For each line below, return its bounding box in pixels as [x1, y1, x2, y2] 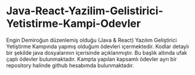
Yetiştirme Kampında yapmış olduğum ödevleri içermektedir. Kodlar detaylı [6, 43, 190, 50]
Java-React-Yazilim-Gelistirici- [6, 4, 163, 18]
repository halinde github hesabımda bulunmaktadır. [6, 61, 134, 69]
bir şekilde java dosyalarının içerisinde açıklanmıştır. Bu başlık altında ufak [6, 49, 187, 56]
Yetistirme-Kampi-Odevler [6, 17, 141, 30]
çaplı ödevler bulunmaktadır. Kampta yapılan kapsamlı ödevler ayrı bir [6, 55, 177, 62]
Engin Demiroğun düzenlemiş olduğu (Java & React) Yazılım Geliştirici [6, 36, 177, 43]
